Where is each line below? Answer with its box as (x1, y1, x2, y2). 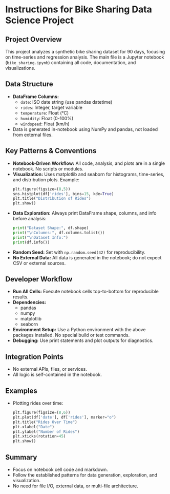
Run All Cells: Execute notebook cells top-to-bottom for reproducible (12, 289, 159, 295)
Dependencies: (12, 299, 46, 306)
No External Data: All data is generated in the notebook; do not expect (12, 254, 162, 260)
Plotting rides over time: (12, 400, 63, 406)
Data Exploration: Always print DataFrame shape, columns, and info (12, 210, 157, 216)
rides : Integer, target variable (20, 104, 83, 110)
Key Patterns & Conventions (5, 146, 97, 155)
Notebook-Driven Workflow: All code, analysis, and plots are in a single (12, 160, 165, 166)
